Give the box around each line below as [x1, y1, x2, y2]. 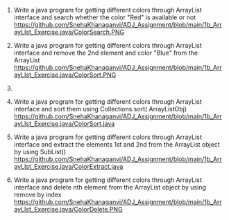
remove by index [13, 190, 62, 199]
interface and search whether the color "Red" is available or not [13, 13, 196, 21]
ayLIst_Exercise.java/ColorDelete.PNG [13, 205, 123, 213]
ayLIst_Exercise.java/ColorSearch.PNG [13, 28, 125, 36]
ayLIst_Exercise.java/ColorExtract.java [13, 163, 124, 170]
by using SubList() [13, 148, 67, 156]
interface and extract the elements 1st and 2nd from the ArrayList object [13, 140, 220, 148]
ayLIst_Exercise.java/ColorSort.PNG [13, 71, 117, 79]
